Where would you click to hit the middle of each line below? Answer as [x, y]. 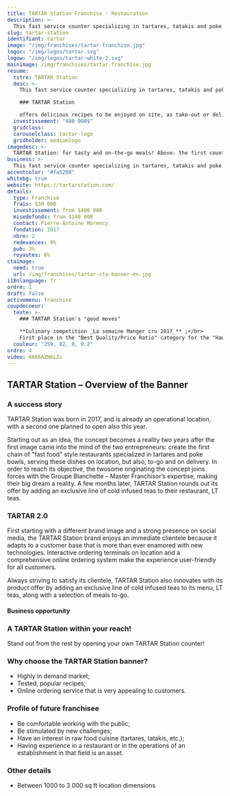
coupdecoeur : [26, 306]
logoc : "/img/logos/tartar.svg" [53, 52]
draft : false [26, 293]
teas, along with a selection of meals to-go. [68, 595]
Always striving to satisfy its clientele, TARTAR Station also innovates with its [115, 581]
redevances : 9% [35, 242]
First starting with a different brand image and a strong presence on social [112, 531]
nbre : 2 [24, 236]
